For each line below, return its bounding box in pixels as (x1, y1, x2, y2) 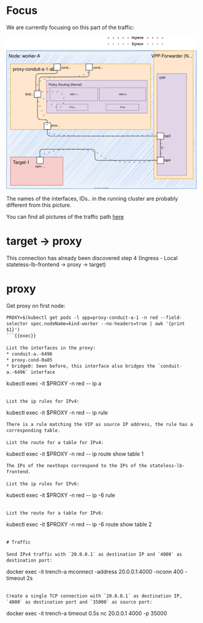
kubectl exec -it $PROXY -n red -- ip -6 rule (6, 491, 115, 499)
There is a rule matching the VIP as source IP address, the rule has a (6, 421, 193, 427)
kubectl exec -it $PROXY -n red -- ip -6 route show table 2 (6, 521, 152, 528)
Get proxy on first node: (6, 302, 66, 309)
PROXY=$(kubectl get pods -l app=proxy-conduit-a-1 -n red (6, 315, 158, 321)
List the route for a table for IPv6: (6, 510, 104, 516)
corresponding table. (6, 427, 61, 433)
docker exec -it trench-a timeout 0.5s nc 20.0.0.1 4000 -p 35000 (6, 610, 167, 617)
